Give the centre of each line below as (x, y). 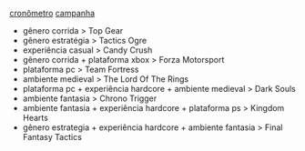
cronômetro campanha (52, 13)
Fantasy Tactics (52, 137)
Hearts (35, 118)
